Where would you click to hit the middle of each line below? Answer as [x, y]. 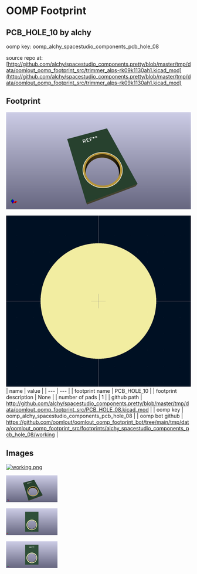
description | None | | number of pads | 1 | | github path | [74, 398]
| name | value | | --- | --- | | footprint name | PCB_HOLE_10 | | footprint [91, 391]
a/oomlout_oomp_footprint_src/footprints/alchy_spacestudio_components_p [98, 429]
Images [20, 453]
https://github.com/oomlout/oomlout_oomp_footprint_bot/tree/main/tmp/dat [98, 422]
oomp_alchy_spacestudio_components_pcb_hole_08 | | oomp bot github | [95, 416]
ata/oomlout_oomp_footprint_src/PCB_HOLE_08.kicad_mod [78, 410]
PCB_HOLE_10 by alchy [49, 33]
